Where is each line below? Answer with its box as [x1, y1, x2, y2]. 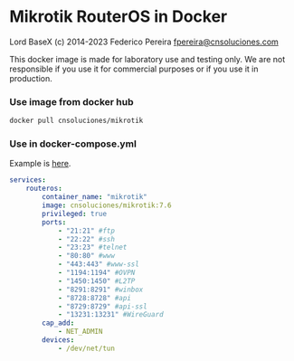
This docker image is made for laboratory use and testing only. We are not [9, 53, 286, 64]
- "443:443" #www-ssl [57, 260, 140, 269]
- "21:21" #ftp [57, 226, 116, 235]
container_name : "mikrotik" [42, 193, 147, 202]
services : [9, 176, 47, 185]
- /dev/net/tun [57, 344, 116, 353]
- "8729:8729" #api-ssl [57, 301, 147, 311]
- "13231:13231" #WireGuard [57, 310, 165, 319]
